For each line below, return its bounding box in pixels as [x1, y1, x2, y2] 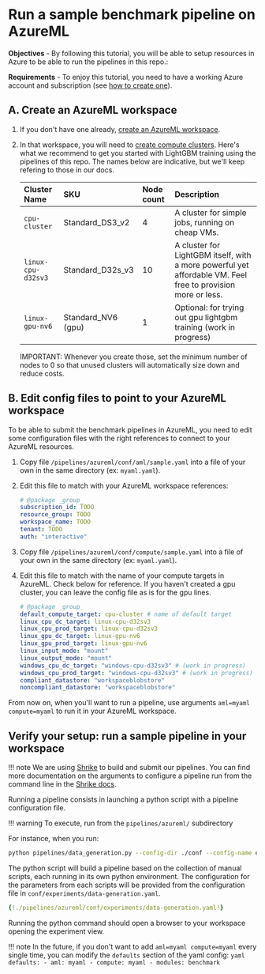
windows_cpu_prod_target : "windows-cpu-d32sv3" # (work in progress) [19, 669, 254, 677]
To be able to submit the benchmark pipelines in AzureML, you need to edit [8, 425, 252, 434]
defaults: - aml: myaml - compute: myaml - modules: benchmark [8, 958, 221, 966]
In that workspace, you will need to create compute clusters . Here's [19, 140, 240, 149]
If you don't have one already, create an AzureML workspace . [19, 124, 221, 134]
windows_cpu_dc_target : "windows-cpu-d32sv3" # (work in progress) [19, 662, 247, 670]
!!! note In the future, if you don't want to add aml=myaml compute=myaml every [8, 942, 257, 951]
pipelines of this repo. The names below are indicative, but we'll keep [19, 157, 245, 166]
